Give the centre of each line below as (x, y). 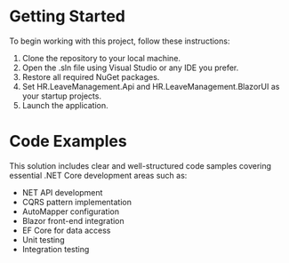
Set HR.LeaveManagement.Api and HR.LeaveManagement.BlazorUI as (151, 86)
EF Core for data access (66, 230)
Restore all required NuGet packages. (91, 76)
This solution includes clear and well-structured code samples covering (140, 165)
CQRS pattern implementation (76, 202)
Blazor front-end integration (73, 220)
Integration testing (56, 249)
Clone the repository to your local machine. (101, 58)
